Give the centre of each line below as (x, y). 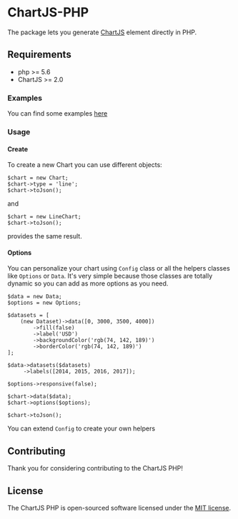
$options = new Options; (44, 303)
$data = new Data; (35, 297)
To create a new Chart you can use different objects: (85, 165)
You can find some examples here (58, 114)
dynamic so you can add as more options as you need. (88, 283)
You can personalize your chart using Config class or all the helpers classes (119, 268)
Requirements (39, 55)
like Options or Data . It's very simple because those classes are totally (110, 276)
